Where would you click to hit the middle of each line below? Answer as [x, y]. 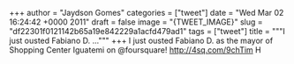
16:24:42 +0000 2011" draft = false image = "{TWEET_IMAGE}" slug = [136, 22]
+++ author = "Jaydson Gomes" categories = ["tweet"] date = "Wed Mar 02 [147, 13]
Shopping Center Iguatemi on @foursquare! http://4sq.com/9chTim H [136, 50]
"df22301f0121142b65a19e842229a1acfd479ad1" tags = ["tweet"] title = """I [147, 31]
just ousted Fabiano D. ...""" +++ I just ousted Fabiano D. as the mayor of [141, 40]
